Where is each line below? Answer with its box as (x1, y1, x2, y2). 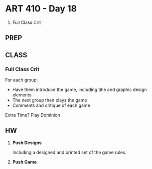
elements (12, 92, 32, 98)
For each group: (5, 77, 38, 83)
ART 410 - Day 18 (5, 3, 77, 14)
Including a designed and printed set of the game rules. (12, 149, 127, 155)
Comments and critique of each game (12, 102, 91, 108)
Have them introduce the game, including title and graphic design (12, 86, 147, 92)
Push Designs (12, 140, 42, 146)
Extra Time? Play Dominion (5, 112, 61, 118)
